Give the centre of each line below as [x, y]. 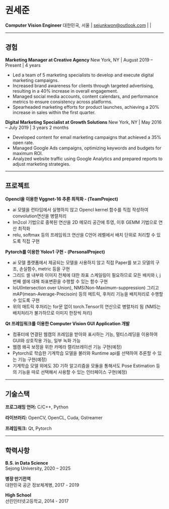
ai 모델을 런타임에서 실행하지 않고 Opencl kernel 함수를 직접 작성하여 [80, 209]
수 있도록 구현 [26, 300]
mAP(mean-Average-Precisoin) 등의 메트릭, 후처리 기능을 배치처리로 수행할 [88, 294]
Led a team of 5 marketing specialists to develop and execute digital [83, 75]
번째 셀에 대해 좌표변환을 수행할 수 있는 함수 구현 [60, 281]
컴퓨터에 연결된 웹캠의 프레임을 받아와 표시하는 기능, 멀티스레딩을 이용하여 [85, 334]
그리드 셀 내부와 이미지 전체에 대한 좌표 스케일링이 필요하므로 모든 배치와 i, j [87, 275]
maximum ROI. [28, 153]
